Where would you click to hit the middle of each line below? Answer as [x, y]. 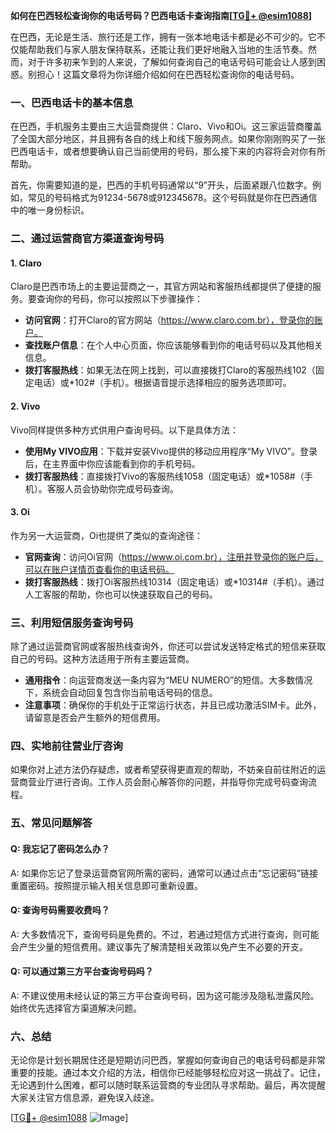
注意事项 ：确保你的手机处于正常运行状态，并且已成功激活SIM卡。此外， [173, 705]
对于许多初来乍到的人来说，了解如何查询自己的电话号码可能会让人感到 [172, 62]
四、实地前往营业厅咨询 [66, 746]
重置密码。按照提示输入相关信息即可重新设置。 [106, 885]
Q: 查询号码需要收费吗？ [60, 910]
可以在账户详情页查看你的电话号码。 [99, 569]
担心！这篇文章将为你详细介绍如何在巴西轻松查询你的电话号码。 [168, 74]
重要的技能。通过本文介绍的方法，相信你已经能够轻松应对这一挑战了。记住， [168, 1073]
